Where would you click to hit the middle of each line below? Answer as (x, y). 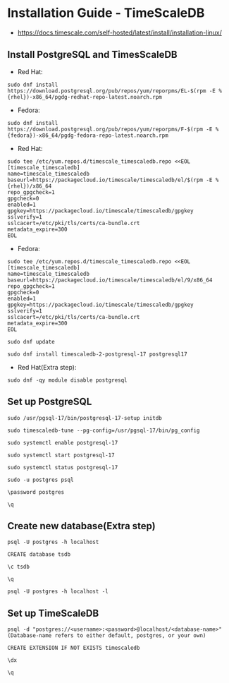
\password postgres (36, 492)
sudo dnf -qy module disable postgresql (68, 380)
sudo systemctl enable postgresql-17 (63, 442)
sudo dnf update (31, 341)
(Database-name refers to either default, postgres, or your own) (107, 636)
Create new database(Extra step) (82, 526)
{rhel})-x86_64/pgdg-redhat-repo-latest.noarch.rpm (85, 97)
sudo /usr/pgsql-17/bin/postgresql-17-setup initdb (85, 418)
